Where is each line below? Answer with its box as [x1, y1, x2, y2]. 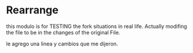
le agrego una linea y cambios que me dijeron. [6, 40, 118, 47]
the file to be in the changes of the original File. [6, 29, 121, 36]
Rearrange [6, 3, 59, 17]
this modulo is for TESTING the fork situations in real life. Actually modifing [6, 23, 187, 30]
